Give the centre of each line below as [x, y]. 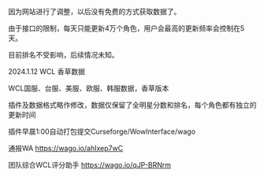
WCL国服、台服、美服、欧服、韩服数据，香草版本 [89, 88]
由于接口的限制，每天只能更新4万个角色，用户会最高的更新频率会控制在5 [126, 28]
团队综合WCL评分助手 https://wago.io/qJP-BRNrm [90, 165]
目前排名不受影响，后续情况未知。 [63, 55]
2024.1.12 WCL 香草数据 [46, 72]
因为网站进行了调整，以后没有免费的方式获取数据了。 [95, 11]
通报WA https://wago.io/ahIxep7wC [66, 148]
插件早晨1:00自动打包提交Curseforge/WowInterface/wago [102, 131]
